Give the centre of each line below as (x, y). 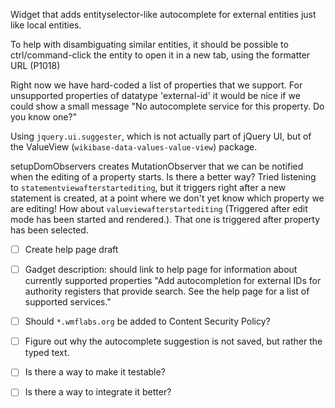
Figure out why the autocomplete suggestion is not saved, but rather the (173, 341)
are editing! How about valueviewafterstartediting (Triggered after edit (159, 208)
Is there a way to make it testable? (95, 372)
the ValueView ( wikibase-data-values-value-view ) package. (134, 147)
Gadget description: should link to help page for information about (161, 270)
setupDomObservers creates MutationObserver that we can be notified (157, 166)
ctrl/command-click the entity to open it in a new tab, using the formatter (160, 55)
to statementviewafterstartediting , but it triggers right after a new (148, 187)
